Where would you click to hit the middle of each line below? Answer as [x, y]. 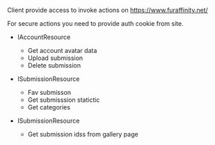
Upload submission [55, 58]
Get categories [49, 107]
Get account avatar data [62, 51]
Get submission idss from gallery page [83, 134]
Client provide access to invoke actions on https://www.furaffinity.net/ [108, 10]
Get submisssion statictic [64, 100]
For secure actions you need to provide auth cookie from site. [95, 23]
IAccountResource [44, 37]
